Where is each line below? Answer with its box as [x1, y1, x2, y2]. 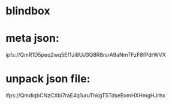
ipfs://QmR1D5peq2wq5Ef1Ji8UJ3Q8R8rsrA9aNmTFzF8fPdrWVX [5, 51, 166, 58]
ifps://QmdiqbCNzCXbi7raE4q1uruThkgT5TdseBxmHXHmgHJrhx [5, 92, 166, 99]
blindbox [5, 4, 50, 18]
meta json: [5, 32, 59, 45]
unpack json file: [5, 72, 90, 86]
